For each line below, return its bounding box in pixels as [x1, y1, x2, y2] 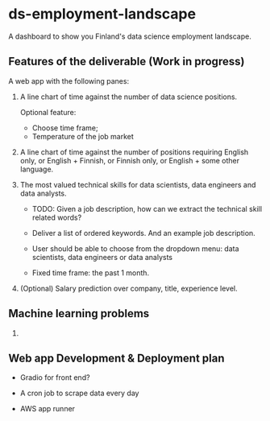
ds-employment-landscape [8, 5, 196, 23]
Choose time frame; [31, 122, 98, 133]
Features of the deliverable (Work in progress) [8, 55, 245, 68]
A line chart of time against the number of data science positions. [19, 92, 238, 101]
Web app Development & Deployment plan [8, 351, 225, 365]
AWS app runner [19, 404, 75, 414]
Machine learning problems [8, 307, 150, 320]
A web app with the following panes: [8, 76, 130, 85]
